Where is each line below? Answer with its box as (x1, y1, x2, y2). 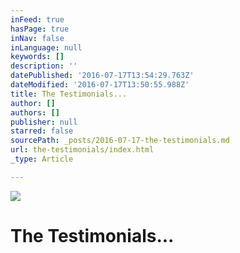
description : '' (10, 61, 78, 71)
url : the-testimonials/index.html (10, 145, 155, 155)
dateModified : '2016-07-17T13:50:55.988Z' (10, 80, 190, 90)
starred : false (10, 126, 74, 136)
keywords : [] (10, 52, 65, 62)
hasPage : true (10, 24, 70, 34)
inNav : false (10, 33, 65, 43)
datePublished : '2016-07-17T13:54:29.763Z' (10, 71, 195, 81)
